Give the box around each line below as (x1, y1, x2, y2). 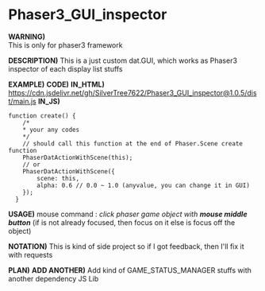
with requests (8, 250, 53, 259)
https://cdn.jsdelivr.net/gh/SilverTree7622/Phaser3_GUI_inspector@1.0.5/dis (8, 87, 257, 97)
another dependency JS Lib (8, 274, 99, 283)
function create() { (8, 111, 77, 120)
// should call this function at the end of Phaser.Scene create (22, 139, 244, 148)
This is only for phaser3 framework (8, 40, 123, 49)
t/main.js (8, 96, 37, 106)
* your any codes (22, 126, 80, 134)
